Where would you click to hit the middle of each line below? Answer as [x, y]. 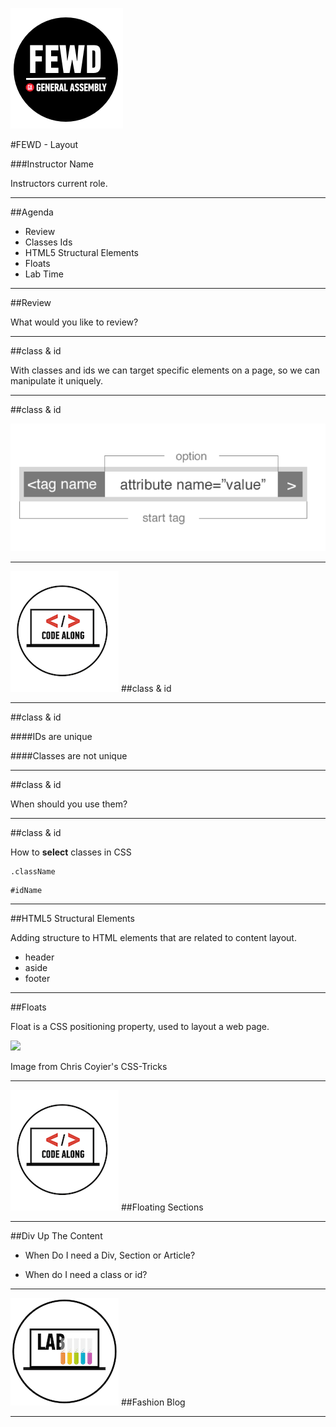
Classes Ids [48, 242]
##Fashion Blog [153, 1402]
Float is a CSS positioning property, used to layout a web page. [140, 1027]
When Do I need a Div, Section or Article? [110, 1255]
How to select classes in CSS [71, 852]
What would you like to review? [74, 322]
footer [37, 979]
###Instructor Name [52, 164]
